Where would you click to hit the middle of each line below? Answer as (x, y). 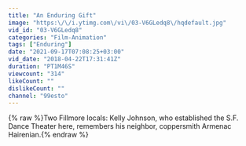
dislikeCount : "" (37, 88)
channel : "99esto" (38, 96)
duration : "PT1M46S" (42, 67)
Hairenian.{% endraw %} (48, 135)
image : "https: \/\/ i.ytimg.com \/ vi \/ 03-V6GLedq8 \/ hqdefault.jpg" (117, 23)
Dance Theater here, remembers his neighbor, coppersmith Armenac (120, 126)
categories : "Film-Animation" (58, 37)
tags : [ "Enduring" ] (40, 45)
